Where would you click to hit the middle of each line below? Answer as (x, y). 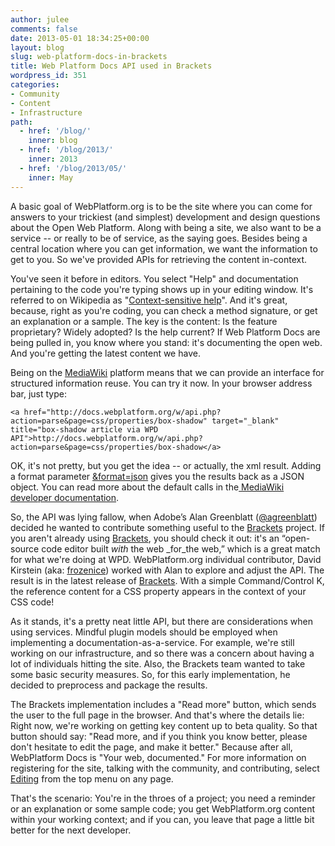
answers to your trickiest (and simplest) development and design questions (165, 217)
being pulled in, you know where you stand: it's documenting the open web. (166, 342)
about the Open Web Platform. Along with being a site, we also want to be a (166, 227)
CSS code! (32, 602)
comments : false (44, 29)
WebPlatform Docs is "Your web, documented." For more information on (158, 757)
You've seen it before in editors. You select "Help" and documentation (154, 278)
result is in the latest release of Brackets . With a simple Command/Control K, (167, 580)
